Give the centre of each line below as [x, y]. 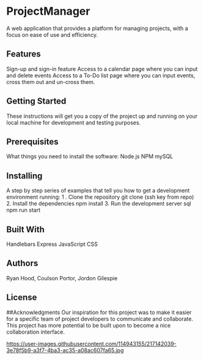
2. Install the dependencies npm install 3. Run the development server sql [99, 204]
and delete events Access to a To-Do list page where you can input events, [101, 75]
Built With [25, 229]
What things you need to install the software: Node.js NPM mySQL [90, 156]
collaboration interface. [36, 332]
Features [24, 54]
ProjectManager [48, 11]
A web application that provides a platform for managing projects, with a [97, 28]
